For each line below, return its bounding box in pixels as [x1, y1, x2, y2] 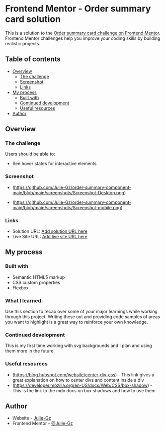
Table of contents [5, 55, 61, 64]
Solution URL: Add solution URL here [12, 228, 88, 234]
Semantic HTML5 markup [12, 274, 65, 280]
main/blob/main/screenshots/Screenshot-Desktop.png [12, 189, 125, 195]
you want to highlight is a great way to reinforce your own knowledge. [5, 319, 148, 325]
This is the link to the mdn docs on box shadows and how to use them [12, 387, 156, 393]
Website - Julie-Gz [12, 415, 51, 421]
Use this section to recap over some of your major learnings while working [5, 309, 158, 315]
